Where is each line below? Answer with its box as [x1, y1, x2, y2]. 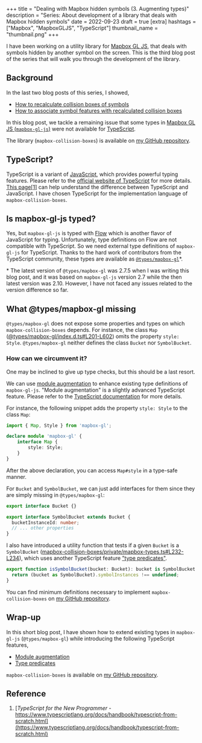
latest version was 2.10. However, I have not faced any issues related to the [6, 280, 193, 287]
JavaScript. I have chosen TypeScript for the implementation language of [6, 190, 188, 197]
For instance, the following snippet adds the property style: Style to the [6, 404, 188, 412]
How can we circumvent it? [6, 354, 87, 363]
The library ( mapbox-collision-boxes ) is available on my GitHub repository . [6, 137, 191, 144]
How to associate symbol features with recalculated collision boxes [14, 107, 182, 114]
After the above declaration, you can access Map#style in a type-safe [6, 467, 178, 474]
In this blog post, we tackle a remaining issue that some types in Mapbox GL [6, 118, 196, 126]
